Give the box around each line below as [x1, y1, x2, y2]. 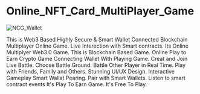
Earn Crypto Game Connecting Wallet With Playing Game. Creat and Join [6, 55, 188, 62]
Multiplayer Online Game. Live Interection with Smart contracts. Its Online [6, 42, 189, 49]
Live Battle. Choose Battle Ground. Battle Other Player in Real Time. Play [6, 61, 186, 69]
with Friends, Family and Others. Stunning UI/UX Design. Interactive [6, 67, 175, 75]
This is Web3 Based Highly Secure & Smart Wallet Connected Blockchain [6, 36, 188, 43]
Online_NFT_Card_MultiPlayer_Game [6, 4, 195, 18]
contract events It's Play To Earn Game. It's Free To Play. [6, 80, 147, 88]
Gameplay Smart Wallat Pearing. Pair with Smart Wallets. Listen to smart [6, 74, 185, 81]
